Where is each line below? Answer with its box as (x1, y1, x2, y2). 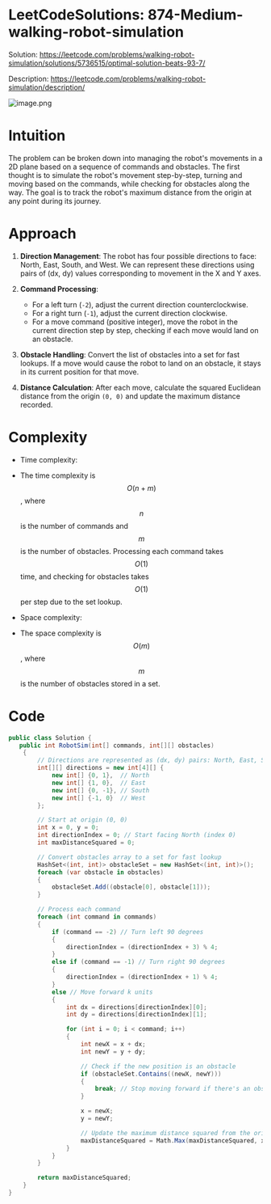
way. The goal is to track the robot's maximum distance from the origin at (8, 188, 252, 197)
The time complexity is (19, 471, 96, 480)
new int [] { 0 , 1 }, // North (51, 771, 150, 779)
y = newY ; (80, 1114, 114, 1123)
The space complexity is (19, 628, 102, 638)
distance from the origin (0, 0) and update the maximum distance (19, 391, 240, 401)
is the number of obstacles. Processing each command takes (19, 546, 224, 556)
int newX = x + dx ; (80, 1041, 147, 1049)
